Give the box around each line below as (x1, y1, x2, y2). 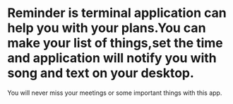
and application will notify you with (7, 50, 217, 67)
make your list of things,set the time (7, 35, 224, 51)
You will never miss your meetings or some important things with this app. (7, 88, 222, 97)
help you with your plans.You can (7, 20, 206, 36)
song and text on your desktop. (7, 65, 194, 81)
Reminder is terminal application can (7, 5, 227, 21)
